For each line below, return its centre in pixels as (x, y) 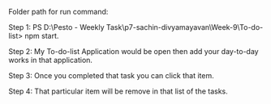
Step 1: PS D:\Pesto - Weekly (56, 27)
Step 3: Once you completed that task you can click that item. (111, 75)
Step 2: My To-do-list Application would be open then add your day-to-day (133, 51)
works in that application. (51, 60)
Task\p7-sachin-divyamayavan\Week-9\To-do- (185, 27)
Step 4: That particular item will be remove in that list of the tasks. (118, 91)
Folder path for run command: (58, 12)
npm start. (41, 36)
